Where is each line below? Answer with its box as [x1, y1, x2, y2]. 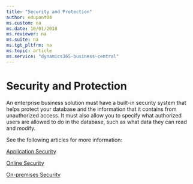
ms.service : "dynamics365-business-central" [6, 53, 119, 59]
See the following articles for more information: [6, 136, 123, 143]
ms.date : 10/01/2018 [6, 25, 58, 32]
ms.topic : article [6, 48, 52, 54]
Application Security [6, 147, 57, 155]
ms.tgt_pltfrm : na [6, 43, 52, 49]
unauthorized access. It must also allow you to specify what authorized [6, 111, 182, 119]
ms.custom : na [6, 20, 42, 26]
